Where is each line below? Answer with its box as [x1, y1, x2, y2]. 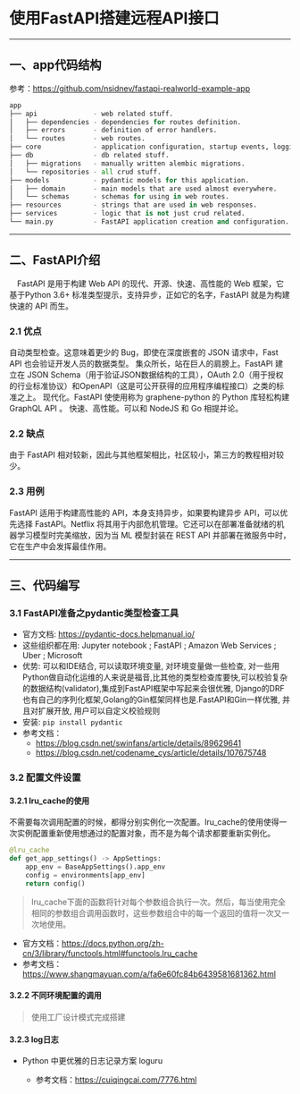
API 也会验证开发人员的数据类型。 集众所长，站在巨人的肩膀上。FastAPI [9, 358, 274, 369]
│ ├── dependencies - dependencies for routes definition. [9, 117, 242, 126]
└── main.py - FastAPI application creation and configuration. [9, 217, 290, 226]
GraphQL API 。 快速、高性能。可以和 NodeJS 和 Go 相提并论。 [9, 403, 244, 413]
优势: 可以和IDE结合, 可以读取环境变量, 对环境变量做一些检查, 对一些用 [21, 661, 279, 672]
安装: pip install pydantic [21, 717, 123, 727]
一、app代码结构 [9, 57, 102, 72]
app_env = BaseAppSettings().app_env [25, 862, 166, 872]
